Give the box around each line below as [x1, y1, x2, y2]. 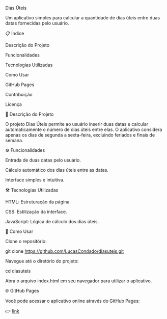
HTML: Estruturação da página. [5, 199, 71, 205]
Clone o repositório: [5, 238, 47, 244]
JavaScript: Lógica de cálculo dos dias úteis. [5, 219, 99, 224]
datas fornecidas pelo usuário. [5, 20, 69, 26]
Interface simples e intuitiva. [5, 177, 65, 183]
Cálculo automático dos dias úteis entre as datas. [5, 167, 108, 173]
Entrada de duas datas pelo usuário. [5, 157, 81, 163]
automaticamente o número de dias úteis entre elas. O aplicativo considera [5, 126, 162, 132]
